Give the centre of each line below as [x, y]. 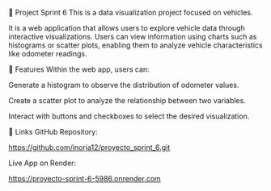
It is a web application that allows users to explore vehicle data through [127, 28]
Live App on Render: [42, 163]
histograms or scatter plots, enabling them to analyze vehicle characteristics [135, 45]
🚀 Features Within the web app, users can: [79, 69]
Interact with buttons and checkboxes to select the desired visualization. [129, 116]
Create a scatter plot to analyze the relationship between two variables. [127, 100]
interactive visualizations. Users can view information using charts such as [133, 37]
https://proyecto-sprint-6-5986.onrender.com [85, 179]
